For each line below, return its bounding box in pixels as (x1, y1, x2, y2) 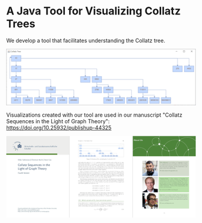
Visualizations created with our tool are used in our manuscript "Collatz (6, 111, 183, 118)
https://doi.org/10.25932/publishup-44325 (6, 124, 112, 131)
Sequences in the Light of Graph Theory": (6, 117, 110, 124)
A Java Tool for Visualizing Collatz (6, 4, 181, 18)
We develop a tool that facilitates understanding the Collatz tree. (6, 37, 165, 44)
